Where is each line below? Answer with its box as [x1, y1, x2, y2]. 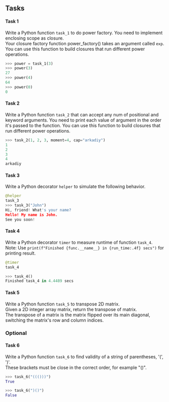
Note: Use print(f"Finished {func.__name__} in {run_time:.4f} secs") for [5, 244, 164, 251]
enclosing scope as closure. [5, 35, 64, 41]
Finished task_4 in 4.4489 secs [5, 279, 74, 284]
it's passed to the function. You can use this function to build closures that [5, 122, 161, 129]
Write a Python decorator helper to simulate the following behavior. [5, 183, 146, 190]
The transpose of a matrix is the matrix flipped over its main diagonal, [5, 312, 151, 318]
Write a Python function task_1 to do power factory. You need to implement [5, 29, 163, 36]
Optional [5, 330, 27, 337]
